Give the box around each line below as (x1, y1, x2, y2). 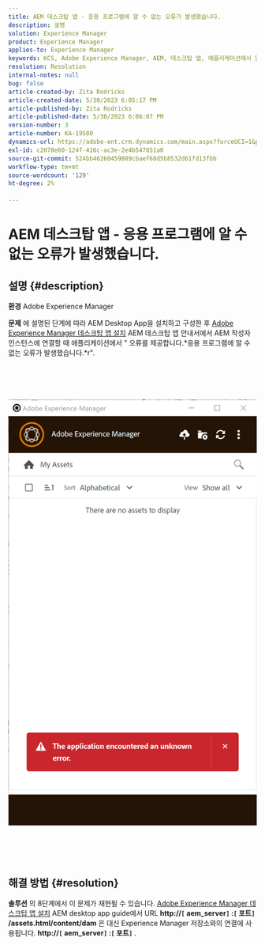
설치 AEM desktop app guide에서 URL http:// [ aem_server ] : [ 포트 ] (37, 909, 256, 918)
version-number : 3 (8, 121, 69, 130)
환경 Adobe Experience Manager (8, 301, 114, 311)
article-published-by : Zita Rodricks (8, 104, 132, 112)
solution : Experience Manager (8, 29, 108, 37)
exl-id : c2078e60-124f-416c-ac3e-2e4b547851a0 (8, 146, 164, 154)
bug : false (8, 79, 44, 87)
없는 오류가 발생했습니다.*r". (8, 348, 95, 357)
